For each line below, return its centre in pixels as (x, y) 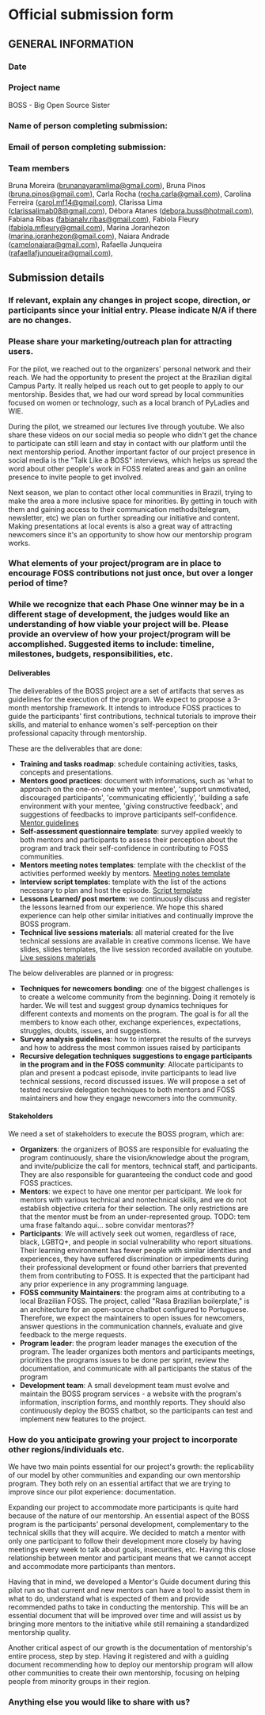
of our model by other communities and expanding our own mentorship (125, 1475)
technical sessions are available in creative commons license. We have (135, 940)
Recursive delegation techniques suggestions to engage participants (136, 1056)
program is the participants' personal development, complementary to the (129, 1525)
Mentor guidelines (49, 822)
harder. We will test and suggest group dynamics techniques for (124, 1005)
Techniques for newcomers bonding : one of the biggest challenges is (135, 988)
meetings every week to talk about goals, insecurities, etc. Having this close (132, 1550)
